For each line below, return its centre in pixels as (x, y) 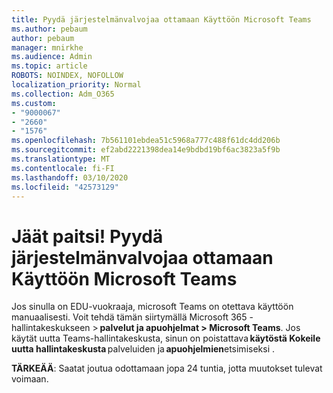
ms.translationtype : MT (61, 159)
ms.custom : (34, 103)
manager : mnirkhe (47, 47)
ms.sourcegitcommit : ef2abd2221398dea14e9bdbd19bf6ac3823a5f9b (146, 150)
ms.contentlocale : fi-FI (63, 168)
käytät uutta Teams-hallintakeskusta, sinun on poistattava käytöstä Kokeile (166, 338)
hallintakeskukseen (51, 328)
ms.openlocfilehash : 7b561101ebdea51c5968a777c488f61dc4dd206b (146, 141)
